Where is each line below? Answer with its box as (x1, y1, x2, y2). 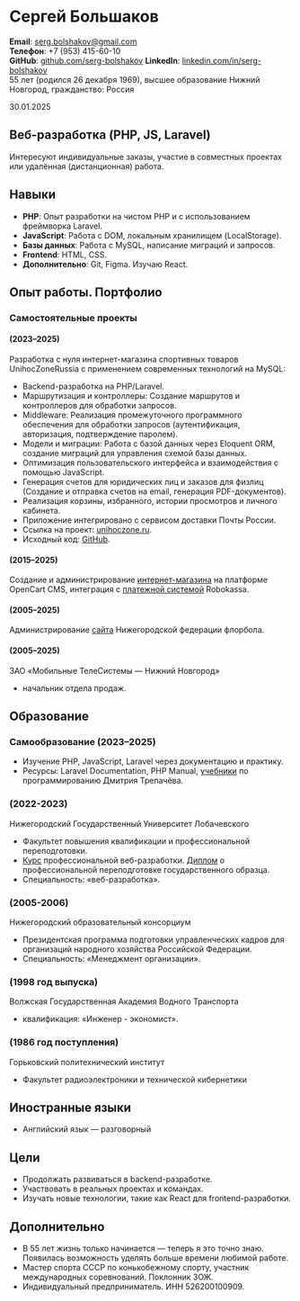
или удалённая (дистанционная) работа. (9, 160, 164, 172)
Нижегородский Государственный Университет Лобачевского (9, 818, 250, 829)
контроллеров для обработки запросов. (22, 400, 177, 411)
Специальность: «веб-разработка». (22, 874, 161, 884)
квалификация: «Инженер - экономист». (22, 1014, 179, 1025)
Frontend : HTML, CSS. (22, 249, 108, 260)
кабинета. (22, 506, 61, 516)
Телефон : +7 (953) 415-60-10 (9, 45, 121, 56)
